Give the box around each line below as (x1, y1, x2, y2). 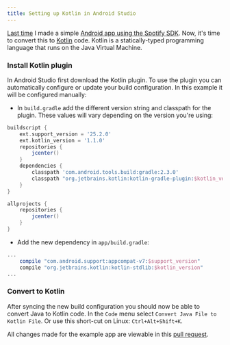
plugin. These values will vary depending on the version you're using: (16, 111, 214, 119)
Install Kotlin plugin (7, 60, 73, 70)
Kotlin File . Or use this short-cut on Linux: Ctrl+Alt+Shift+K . (7, 316, 183, 325)
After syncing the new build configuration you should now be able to (7, 302, 201, 310)
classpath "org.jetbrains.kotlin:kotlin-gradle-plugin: (31, 175, 194, 182)
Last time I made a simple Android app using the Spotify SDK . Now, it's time (7, 29, 220, 37)
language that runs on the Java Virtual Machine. (7, 43, 142, 51)
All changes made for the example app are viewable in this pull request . (7, 330, 209, 338)
